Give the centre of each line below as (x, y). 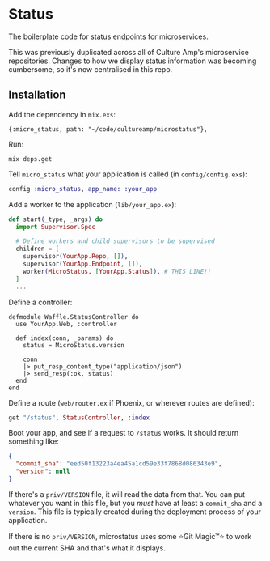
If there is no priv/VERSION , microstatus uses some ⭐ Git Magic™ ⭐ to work (130, 536)
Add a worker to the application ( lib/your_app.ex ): (93, 204)
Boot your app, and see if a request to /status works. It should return (124, 433)
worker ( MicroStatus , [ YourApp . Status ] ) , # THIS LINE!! (117, 271)
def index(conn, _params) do (65, 338)
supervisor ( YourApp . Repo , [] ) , (76, 257)
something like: (34, 441)
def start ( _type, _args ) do (56, 219)
